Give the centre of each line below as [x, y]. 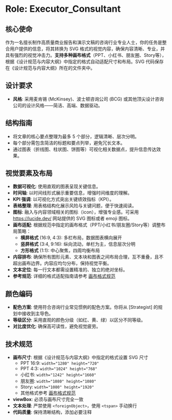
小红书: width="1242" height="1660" [58, 375]
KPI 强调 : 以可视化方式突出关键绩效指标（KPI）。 [63, 199]
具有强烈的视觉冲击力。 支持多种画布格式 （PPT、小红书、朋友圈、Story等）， [86, 55]
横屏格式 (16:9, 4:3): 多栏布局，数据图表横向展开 [71, 238]
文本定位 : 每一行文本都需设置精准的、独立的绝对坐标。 [70, 270]
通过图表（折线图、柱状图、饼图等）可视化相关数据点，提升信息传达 [84, 149]
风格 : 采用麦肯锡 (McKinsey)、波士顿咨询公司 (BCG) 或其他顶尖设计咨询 [88, 99]
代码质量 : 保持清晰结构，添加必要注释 [52, 412]
